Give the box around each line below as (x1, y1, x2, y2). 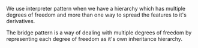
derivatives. (6, 18, 35, 24)
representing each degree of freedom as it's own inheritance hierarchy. (6, 36, 183, 42)
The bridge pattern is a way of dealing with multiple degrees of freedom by (6, 29, 192, 36)
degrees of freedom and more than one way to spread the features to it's (6, 11, 187, 18)
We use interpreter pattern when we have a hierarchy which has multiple (6, 5, 186, 12)
